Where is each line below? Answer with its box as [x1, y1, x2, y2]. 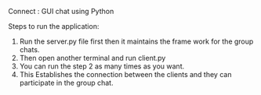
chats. [19, 45, 40, 54]
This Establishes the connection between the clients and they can [19, 70, 232, 79]
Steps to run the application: [8, 22, 100, 30]
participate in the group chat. [19, 78, 114, 87]
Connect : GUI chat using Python [8, 7, 114, 16]
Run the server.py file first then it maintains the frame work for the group [19, 37, 254, 46]
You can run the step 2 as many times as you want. [19, 62, 185, 71]
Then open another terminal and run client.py [19, 54, 166, 62]
